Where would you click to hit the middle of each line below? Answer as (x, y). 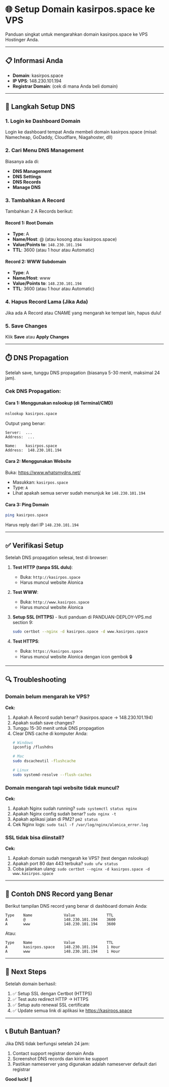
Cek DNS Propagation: (33, 391)
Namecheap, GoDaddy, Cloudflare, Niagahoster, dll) (59, 138)
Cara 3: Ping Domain (27, 504)
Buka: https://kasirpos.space (51, 651)
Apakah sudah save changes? (44, 723)
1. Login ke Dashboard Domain (43, 121)
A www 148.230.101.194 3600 (60, 924)
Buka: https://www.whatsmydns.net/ (43, 472)
